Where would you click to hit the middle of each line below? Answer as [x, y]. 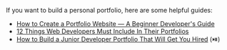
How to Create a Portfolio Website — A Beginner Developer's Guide [115, 24]
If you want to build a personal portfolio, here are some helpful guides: [109, 10]
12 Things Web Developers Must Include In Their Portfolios [102, 31]
